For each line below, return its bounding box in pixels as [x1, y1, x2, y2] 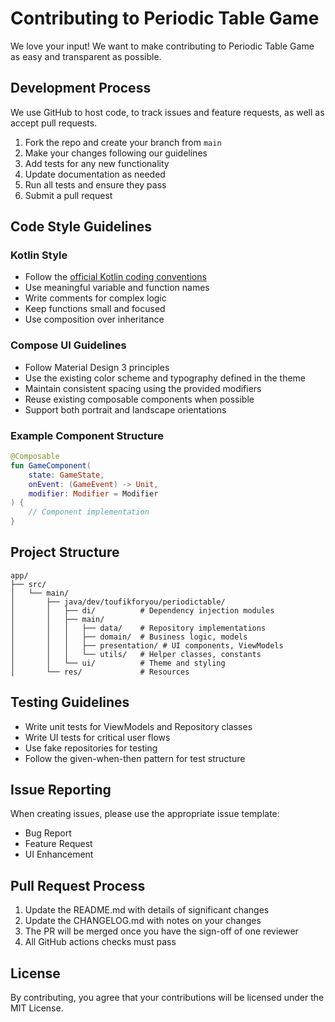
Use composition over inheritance [24, 313, 165, 326]
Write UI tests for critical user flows [24, 731, 171, 743]
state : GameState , [28, 470, 105, 480]
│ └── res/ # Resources [10, 667, 190, 677]
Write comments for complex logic [24, 292, 167, 304]
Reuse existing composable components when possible [24, 393, 255, 405]
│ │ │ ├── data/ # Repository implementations [10, 623, 267, 633]
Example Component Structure [10, 428, 164, 442]
